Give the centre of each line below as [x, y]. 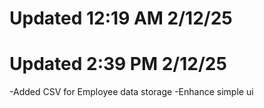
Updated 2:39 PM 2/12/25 [118, 64]
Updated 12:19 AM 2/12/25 [121, 18]
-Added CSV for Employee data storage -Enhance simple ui [131, 92]
